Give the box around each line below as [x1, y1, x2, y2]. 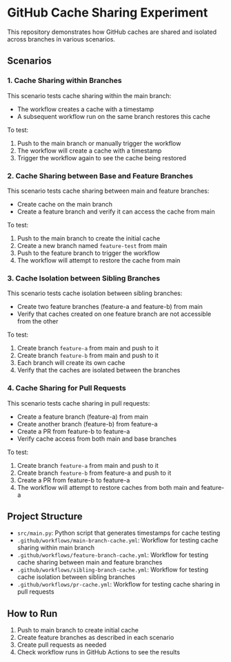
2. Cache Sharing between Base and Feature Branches [7, 171, 193, 180]
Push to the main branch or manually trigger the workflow [17, 139, 181, 147]
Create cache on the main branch [17, 200, 112, 208]
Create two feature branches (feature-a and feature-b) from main [17, 303, 203, 311]
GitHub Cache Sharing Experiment [7, 5, 208, 21]
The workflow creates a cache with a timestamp [17, 105, 154, 113]
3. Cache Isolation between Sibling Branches [7, 273, 161, 283]
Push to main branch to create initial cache [17, 626, 139, 634]
